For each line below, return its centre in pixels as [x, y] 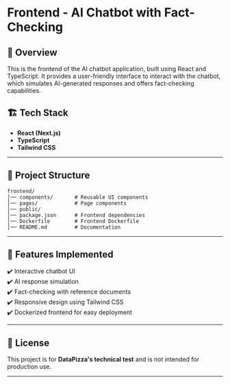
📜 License [28, 343]
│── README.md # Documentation [64, 227]
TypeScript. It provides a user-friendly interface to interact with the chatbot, [114, 76]
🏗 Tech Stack [38, 113]
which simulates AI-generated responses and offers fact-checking [101, 83]
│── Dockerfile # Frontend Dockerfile [73, 221]
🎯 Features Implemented [60, 255]
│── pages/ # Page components [67, 203]
